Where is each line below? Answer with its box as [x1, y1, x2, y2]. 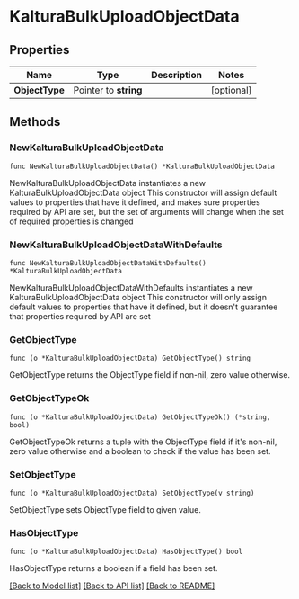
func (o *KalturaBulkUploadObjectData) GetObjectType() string [9, 353, 251, 363]
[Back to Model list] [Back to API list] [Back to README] [9, 580, 215, 591]
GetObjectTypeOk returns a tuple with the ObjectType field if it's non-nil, [9, 436, 277, 447]
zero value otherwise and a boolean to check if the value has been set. [9, 445, 271, 456]
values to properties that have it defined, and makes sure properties [9, 196, 260, 208]
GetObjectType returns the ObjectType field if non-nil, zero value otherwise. [9, 370, 290, 380]
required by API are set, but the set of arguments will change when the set [9, 206, 285, 217]
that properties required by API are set [9, 310, 151, 321]
